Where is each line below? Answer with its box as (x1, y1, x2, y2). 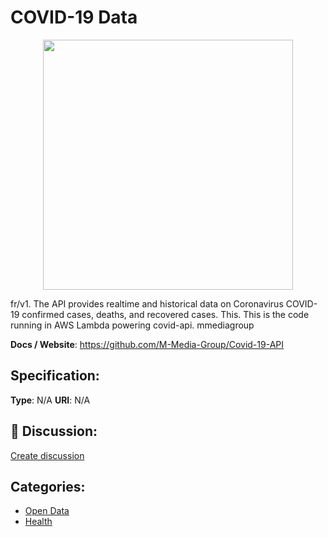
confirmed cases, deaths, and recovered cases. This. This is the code (21, 308, 310, 320)
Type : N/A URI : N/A (10, 394, 91, 406)
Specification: (10, 367, 100, 385)
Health (24, 516, 53, 528)
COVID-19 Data (10, 6, 138, 29)
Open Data (24, 505, 70, 517)
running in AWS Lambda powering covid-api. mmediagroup (10, 319, 255, 331)
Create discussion (10, 449, 85, 461)
